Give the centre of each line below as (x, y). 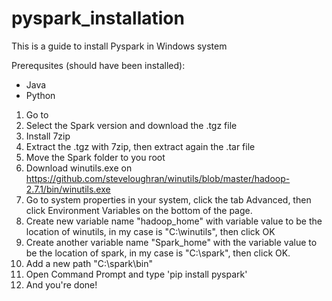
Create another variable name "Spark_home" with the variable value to (171, 242)
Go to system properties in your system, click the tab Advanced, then (168, 199)
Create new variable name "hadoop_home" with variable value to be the (174, 221)
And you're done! (61, 284)
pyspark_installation (98, 18)
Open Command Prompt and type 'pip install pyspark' (136, 274)
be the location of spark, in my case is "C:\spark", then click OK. (158, 253)
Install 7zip (48, 136)
